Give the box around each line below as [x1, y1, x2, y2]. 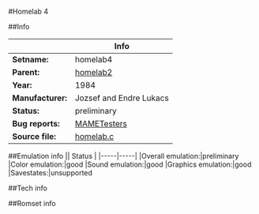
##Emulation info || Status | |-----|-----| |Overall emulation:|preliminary [8, 152, 239, 160]
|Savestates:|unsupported [8, 168, 93, 177]
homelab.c [74, 131, 114, 141]
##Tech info [8, 183, 47, 193]
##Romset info [8, 199, 57, 208]
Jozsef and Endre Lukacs [74, 92, 170, 103]
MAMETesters [74, 118, 128, 129]
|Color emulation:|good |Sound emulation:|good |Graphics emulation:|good [8, 160, 252, 169]
